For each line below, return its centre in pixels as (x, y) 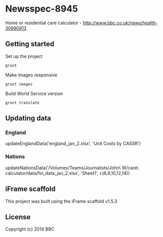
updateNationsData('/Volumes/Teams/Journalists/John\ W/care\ (72, 168)
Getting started (30, 44)
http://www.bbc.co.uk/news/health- (120, 23)
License (18, 217)
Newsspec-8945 (42, 9)
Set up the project (24, 56)
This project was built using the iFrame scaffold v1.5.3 (61, 201)
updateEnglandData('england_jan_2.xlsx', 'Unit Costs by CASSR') (73, 144)
